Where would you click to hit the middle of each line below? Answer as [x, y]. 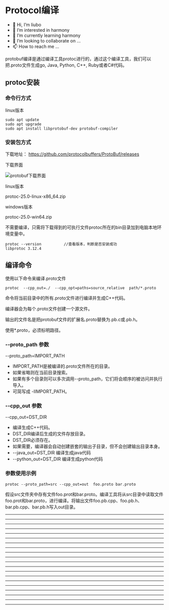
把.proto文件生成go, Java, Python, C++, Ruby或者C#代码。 [66, 65]
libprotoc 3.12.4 [23, 248]
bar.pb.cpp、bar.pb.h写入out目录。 [42, 507]
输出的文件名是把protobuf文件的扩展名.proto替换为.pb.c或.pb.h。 [73, 319]
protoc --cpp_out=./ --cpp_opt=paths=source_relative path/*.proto [81, 288]
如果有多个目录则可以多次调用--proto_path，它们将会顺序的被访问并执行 [87, 379]
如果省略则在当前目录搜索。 [41, 373]
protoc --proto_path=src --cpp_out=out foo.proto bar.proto [71, 484]
